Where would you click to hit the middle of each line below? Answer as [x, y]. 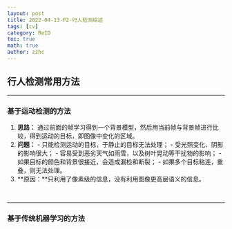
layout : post [26, 13]
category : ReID [29, 33]
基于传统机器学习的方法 [46, 218]
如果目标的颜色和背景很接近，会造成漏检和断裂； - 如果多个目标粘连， [117, 161]
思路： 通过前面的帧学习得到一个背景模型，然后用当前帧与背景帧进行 [115, 127]
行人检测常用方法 [43, 82]
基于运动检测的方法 [39, 111]
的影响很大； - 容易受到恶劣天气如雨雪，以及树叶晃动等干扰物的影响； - [119, 153]
